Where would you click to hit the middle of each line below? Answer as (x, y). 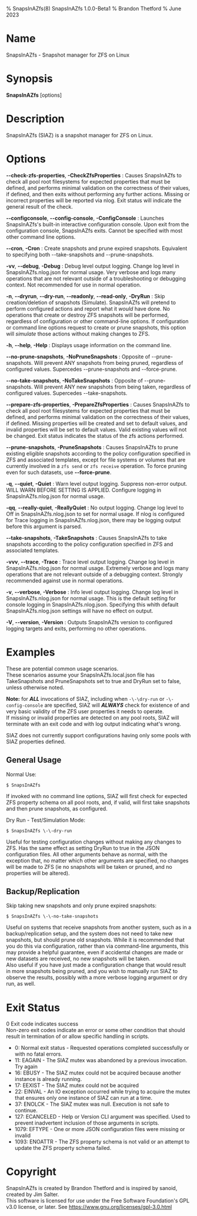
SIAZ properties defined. (36, 742)
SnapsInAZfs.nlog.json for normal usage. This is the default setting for (91, 598)
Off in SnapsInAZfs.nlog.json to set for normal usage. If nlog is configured (96, 514)
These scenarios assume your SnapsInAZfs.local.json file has (80, 675)
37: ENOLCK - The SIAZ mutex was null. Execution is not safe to (92, 1104)
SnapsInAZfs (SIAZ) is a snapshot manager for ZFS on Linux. (80, 135)
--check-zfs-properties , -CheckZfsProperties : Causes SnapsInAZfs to (94, 175)
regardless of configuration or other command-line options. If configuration (98, 321)
